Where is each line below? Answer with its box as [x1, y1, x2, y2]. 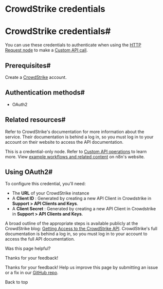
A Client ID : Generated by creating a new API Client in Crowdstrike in [12, 196, 152, 201]
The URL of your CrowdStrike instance [12, 190, 90, 196]
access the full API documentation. [5, 236, 75, 242]
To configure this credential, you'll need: [5, 181, 86, 187]
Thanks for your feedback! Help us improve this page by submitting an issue [5, 265, 158, 270]
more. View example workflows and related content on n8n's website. [5, 154, 145, 159]
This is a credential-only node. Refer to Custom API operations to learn [5, 148, 147, 155]
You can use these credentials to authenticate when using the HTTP [5, 42, 142, 48]
